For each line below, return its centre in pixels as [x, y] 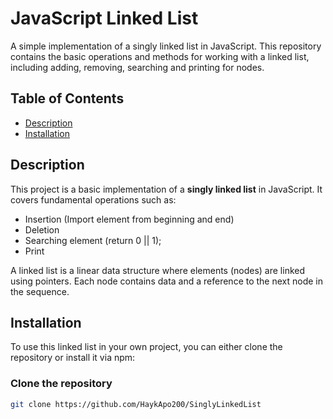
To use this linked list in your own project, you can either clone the [146, 347]
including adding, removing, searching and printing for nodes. [137, 67]
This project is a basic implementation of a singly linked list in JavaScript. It [166, 189]
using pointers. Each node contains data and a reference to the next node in [167, 281]
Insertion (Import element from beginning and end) [129, 219]
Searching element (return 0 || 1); [93, 240]
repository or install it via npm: [73, 358]
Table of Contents [67, 98]
